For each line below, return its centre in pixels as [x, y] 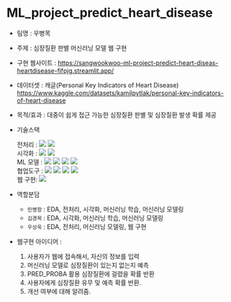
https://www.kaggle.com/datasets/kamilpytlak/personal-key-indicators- [120, 93]
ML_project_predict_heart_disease [110, 13]
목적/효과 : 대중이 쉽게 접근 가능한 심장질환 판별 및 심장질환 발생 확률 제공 [117, 115]
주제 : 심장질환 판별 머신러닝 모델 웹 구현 [72, 48]
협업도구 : [30, 171]
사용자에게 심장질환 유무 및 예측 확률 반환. [84, 282]
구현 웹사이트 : [36, 63]
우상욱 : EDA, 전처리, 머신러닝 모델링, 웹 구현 [87, 226]
